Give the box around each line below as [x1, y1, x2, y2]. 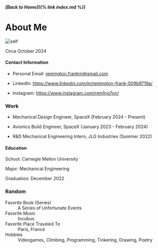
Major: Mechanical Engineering [5, 166, 70, 172]
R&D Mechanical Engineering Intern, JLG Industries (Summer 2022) [12, 134, 152, 140]
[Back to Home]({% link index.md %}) [5, 4, 86, 10]
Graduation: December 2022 [5, 176, 64, 182]
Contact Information [5, 59, 49, 65]
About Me [5, 22, 47, 33]
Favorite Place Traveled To [5, 221, 60, 227]
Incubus [18, 215, 35, 221]
